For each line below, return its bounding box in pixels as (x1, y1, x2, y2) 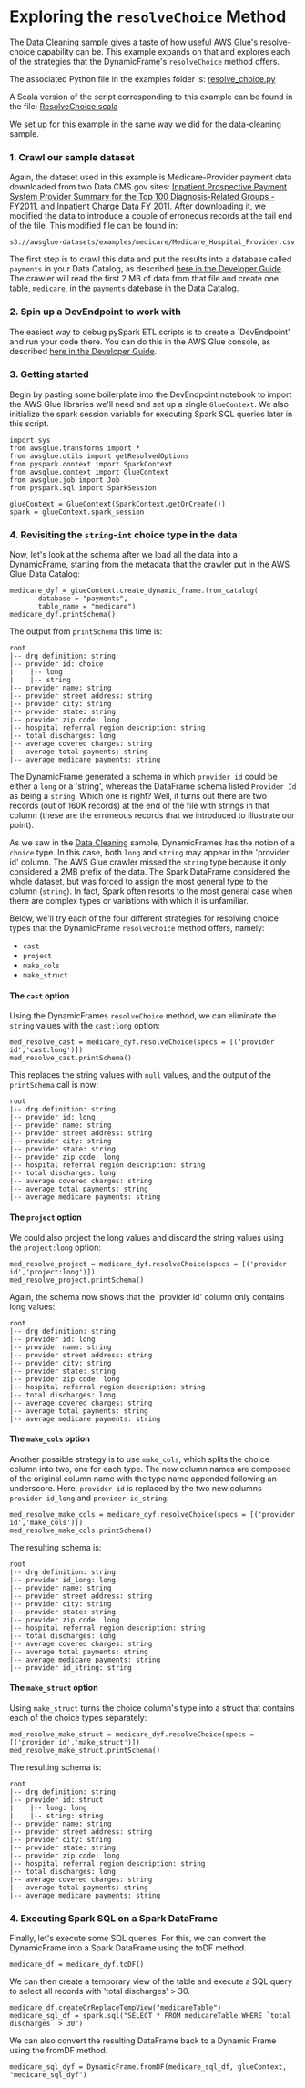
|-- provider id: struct (9, 1795, 104, 1805)
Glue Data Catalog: (9, 568, 80, 579)
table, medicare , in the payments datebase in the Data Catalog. (9, 282, 239, 293)
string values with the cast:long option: (9, 1020, 161, 1031)
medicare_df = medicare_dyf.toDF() (9, 1960, 145, 1970)
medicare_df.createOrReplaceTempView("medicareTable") (9, 2003, 222, 2012)
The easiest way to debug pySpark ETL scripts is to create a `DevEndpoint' (9, 326, 291, 337)
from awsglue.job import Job (9, 476, 120, 485)
